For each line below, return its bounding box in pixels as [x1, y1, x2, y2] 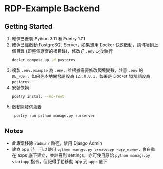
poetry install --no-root [11, 94, 64, 99]
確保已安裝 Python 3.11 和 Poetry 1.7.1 [11, 36, 86, 41]
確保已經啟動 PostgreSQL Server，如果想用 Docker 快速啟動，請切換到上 [11, 42, 158, 48]
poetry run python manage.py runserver [14, 113, 95, 118]
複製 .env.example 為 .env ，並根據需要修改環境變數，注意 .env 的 [11, 67, 143, 73]
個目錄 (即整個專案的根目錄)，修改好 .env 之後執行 [11, 48, 113, 54]
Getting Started [4, 22, 53, 31]
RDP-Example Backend [4, 3, 100, 14]
